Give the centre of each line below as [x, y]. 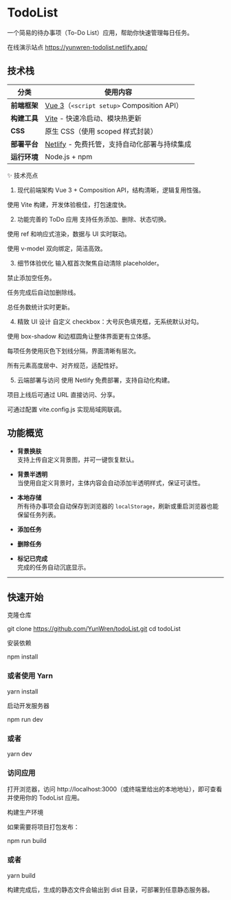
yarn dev [20, 753]
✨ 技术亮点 [23, 175]
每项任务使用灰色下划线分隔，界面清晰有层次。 [73, 351]
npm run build [27, 841]
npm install [23, 657]
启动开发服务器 [28, 705]
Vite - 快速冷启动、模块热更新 [93, 118]
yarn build [21, 875]
